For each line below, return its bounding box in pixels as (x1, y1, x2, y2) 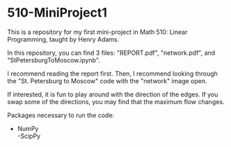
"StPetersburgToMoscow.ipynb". (7, 55, 101, 64)
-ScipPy (17, 132, 40, 140)
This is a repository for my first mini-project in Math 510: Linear (7, 28, 188, 36)
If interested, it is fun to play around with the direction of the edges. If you (7, 90, 218, 98)
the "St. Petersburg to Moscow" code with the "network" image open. (7, 76, 207, 85)
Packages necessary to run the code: (7, 111, 115, 119)
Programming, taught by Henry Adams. (7, 35, 120, 43)
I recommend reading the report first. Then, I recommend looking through (7, 69, 218, 78)
